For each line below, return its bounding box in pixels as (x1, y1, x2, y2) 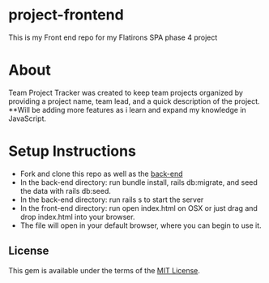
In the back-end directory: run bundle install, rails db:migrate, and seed (19, 177, 258, 187)
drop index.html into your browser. (19, 212, 135, 221)
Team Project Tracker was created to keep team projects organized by (8, 88, 243, 97)
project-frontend (8, 6, 124, 24)
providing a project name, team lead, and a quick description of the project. (8, 96, 261, 106)
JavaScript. (8, 114, 47, 123)
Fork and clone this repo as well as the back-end (19, 169, 183, 178)
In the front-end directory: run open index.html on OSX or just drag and (19, 203, 258, 212)
